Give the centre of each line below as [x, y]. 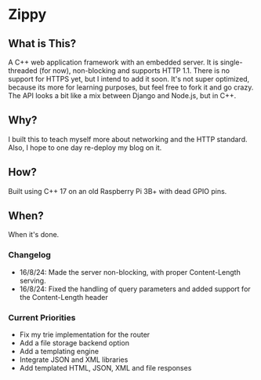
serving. [33, 280]
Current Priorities [42, 317]
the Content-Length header [63, 297]
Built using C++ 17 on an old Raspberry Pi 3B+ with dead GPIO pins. [118, 191]
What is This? [42, 44]
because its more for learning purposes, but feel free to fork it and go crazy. [131, 87]
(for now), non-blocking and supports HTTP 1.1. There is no [134, 71]
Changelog [29, 255]
